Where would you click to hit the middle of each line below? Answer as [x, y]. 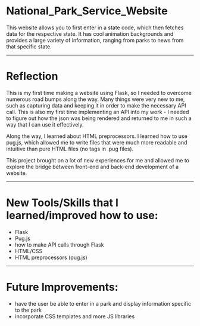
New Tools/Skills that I [62, 203]
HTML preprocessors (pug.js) [51, 257]
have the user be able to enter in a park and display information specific [103, 303]
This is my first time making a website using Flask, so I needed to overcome [99, 93]
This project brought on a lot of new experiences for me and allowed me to [98, 160]
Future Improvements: [62, 287]
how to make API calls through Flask [59, 244]
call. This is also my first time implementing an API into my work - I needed [98, 112]
